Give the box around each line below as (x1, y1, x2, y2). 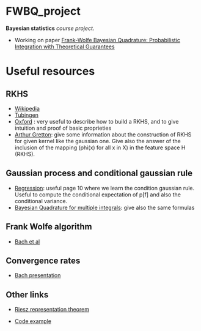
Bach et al (14, 237, 40, 245)
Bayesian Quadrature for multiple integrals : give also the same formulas (14, 204, 195, 211)
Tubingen (14, 111, 39, 119)
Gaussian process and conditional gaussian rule (5, 168, 193, 179)
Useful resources (5, 64, 95, 78)
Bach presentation (14, 272, 61, 279)
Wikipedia (14, 105, 40, 112)
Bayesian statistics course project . (5, 24, 95, 32)
